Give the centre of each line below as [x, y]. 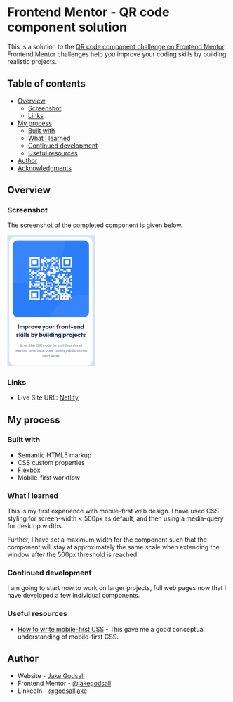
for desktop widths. [35, 526]
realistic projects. [32, 61]
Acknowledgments [45, 168]
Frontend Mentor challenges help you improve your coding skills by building [117, 54]
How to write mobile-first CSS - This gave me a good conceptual [111, 629]
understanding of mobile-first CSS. [68, 637]
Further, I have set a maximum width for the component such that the [107, 540]
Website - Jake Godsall [51, 675]
